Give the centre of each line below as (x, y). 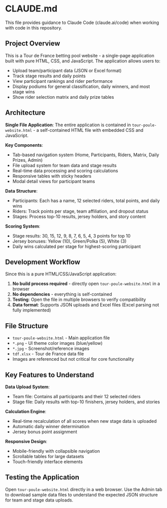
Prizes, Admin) (27, 160)
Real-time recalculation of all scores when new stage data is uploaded (84, 421)
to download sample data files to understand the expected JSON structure (82, 495)
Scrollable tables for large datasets (48, 456)
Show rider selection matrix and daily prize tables (63, 97)
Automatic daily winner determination (51, 426)
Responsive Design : (26, 441)
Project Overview (33, 44)
